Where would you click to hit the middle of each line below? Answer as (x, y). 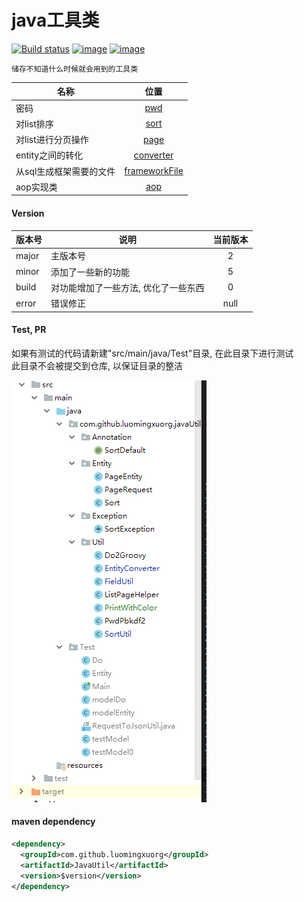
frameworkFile (154, 171)
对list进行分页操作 (52, 140)
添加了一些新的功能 (90, 272)
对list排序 (34, 123)
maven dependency (53, 822)
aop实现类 (36, 187)
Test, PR (29, 330)
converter (153, 155)
